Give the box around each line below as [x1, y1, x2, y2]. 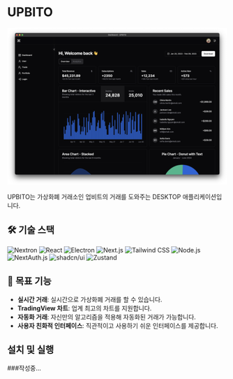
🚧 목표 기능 [7, 276, 52, 287]
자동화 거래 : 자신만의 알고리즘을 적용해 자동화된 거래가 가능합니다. [17, 313, 197, 321]
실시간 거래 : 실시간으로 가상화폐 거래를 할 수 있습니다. [17, 295, 163, 303]
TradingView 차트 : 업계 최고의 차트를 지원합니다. [17, 303, 152, 312]
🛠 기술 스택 [7, 224, 54, 236]
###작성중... [7, 364, 42, 372]
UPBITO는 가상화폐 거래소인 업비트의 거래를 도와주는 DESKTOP [7, 193, 181, 201]
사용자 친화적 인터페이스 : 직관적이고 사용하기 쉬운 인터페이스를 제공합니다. [17, 321, 218, 329]
